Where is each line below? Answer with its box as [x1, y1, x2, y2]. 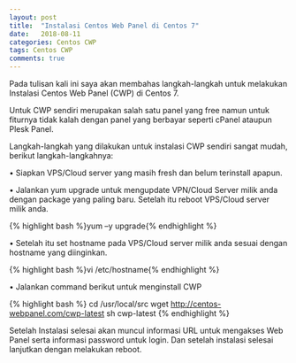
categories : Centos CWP [9, 37, 97, 47]
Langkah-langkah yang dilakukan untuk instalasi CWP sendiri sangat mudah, [9, 141, 288, 151]
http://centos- [171, 298, 222, 309]
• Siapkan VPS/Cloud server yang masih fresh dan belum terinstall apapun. [9, 167, 283, 178]
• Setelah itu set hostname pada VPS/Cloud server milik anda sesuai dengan [9, 238, 288, 248]
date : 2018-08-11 [9, 29, 81, 38]
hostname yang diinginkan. [9, 247, 108, 258]
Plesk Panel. [9, 124, 55, 134]
